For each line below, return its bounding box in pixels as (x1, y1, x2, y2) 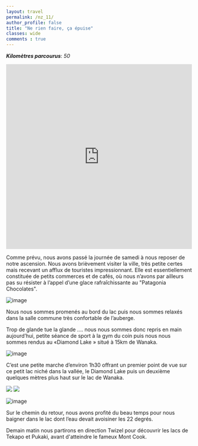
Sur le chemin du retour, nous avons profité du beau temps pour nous (6, 409, 175, 416)
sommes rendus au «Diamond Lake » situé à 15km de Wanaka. (6, 338, 158, 345)
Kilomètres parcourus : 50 (6, 53, 71, 59)
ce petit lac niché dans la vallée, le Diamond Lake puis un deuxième (6, 368, 170, 374)
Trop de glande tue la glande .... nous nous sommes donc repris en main (6, 326, 182, 333)
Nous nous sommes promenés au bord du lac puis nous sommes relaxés (6, 308, 183, 315)
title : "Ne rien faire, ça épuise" (6, 25, 94, 31)
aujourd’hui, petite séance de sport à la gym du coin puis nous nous (6, 332, 171, 339)
